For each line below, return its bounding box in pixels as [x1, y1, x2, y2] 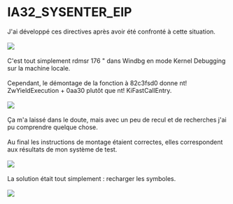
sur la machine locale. [7, 64, 71, 72]
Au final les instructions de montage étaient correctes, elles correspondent [7, 138, 223, 146]
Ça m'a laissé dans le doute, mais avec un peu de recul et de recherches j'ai [7, 115, 227, 124]
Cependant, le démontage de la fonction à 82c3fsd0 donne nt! [7, 78, 188, 87]
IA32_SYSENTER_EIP [7, 4, 132, 20]
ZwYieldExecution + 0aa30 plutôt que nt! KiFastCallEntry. [7, 86, 172, 94]
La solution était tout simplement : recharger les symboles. [7, 174, 176, 182]
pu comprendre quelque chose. [7, 123, 98, 131]
